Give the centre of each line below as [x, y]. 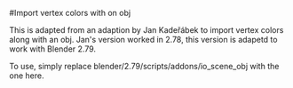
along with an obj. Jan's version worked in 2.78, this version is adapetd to [143, 40]
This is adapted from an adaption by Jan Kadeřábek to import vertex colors [146, 30]
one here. [27, 76]
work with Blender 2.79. [52, 49]
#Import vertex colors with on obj [70, 13]
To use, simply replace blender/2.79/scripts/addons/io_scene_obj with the [144, 66]
